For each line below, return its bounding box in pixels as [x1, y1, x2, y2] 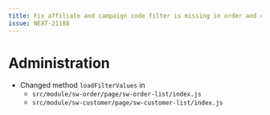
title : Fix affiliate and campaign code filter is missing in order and [8, 11, 257, 20]
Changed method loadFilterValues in [19, 80, 146, 90]
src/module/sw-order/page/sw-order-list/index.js [31, 90, 202, 99]
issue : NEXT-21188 [8, 19, 70, 27]
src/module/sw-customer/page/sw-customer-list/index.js [31, 99, 223, 107]
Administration [8, 54, 110, 72]
